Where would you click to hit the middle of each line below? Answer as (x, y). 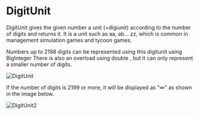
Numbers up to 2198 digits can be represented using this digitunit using (94, 51)
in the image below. (30, 94)
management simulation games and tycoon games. (69, 40)
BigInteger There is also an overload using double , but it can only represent (99, 58)
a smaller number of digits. (39, 64)
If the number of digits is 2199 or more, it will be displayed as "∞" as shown (99, 87)
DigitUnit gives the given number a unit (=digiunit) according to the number (99, 27)
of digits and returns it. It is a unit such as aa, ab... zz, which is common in (97, 33)
